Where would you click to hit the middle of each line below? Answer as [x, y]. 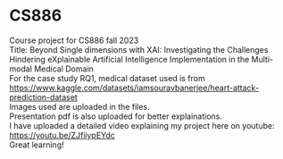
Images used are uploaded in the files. [79, 106]
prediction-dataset [43, 97]
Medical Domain [64, 69]
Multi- [262, 59]
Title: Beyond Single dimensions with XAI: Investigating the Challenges [139, 49]
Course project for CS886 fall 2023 [74, 40]
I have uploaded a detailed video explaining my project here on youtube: [142, 125]
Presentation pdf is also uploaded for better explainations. [116, 116]
